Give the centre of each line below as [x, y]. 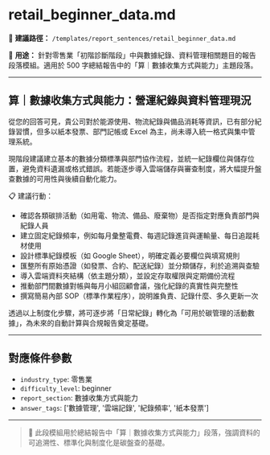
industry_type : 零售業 [56, 379]
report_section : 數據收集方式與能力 [79, 398]
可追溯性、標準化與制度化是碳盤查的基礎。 [98, 442]
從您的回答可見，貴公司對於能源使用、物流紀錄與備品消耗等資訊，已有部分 [131, 121]
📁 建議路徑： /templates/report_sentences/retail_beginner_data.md [122, 38]
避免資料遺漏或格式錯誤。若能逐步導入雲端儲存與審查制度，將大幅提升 [138, 168]
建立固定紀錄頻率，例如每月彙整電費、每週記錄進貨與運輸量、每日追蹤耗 [139, 236]
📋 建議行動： [31, 195]
